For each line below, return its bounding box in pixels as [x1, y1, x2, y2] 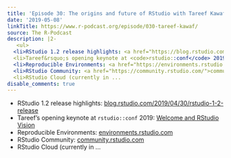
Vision [16, 121, 36, 129]
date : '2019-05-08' [7, 16, 63, 23]
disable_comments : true [7, 80, 76, 87]
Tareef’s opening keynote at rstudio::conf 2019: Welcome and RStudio [16, 114, 219, 122]
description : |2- [7, 36, 57, 43]
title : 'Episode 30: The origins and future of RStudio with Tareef [7, 10, 208, 17]
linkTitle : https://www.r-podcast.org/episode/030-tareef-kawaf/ [7, 23, 198, 30]
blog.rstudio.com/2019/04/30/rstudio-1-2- [104, 99, 224, 107]
